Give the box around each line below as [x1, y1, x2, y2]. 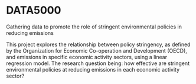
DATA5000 [6, 4, 61, 17]
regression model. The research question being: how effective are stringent [6, 60, 190, 67]
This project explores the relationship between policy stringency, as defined [6, 41, 191, 48]
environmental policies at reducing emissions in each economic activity [6, 66, 180, 73]
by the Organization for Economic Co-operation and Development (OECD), [6, 47, 188, 54]
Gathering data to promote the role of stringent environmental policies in [6, 23, 182, 30]
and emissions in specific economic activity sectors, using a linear [6, 53, 167, 60]
